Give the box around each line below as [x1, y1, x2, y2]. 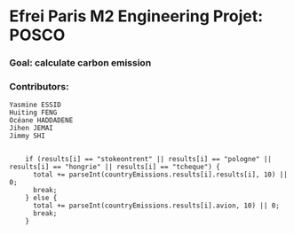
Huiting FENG [9, 108, 58, 117]
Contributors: [9, 81, 69, 93]
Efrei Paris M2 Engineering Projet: [9, 6, 264, 27]
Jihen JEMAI [9, 124, 53, 133]
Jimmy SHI [9, 131, 46, 141]
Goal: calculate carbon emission [9, 57, 152, 69]
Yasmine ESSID [9, 100, 62, 110]
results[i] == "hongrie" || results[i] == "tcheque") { [9, 162, 220, 172]
